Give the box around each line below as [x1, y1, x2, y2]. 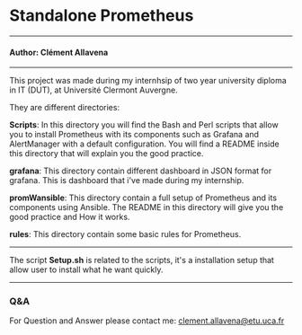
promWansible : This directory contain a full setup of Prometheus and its [9, 192, 277, 203]
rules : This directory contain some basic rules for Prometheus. [9, 229, 242, 240]
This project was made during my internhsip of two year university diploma [9, 75, 288, 86]
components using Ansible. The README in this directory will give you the [9, 202, 284, 213]
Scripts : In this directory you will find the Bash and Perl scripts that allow [9, 119, 279, 130]
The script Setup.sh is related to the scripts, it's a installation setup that [9, 255, 274, 266]
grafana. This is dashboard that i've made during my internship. [9, 175, 244, 186]
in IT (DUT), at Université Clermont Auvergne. [9, 84, 178, 95]
